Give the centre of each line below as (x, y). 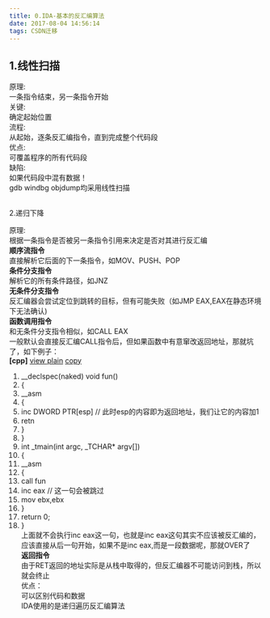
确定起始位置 (30, 117)
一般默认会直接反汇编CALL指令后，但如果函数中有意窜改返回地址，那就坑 (131, 341)
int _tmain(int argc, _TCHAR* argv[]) (80, 447)
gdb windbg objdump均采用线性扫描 (70, 188)
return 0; (36, 516)
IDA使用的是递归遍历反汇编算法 (73, 605)
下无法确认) (28, 311)
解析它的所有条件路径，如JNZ (59, 281)
